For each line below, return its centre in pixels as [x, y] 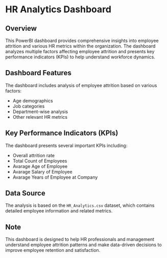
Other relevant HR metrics [40, 117]
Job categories [29, 106]
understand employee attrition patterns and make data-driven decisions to [83, 245]
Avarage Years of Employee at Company [55, 177]
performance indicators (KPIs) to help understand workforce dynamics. [80, 57]
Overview [21, 28]
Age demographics [33, 100]
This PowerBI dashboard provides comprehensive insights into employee [82, 40]
